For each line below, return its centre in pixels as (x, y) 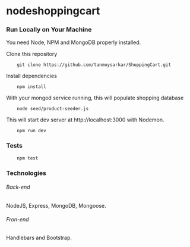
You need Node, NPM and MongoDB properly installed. (74, 42)
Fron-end (18, 219)
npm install (31, 87)
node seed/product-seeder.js (53, 109)
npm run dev (31, 131)
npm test (28, 158)
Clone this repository (32, 54)
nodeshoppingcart (53, 11)
